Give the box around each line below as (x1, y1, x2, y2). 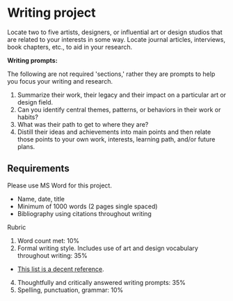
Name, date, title (17, 194, 65, 203)
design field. (17, 98, 54, 106)
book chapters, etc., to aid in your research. (7, 43, 133, 51)
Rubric (7, 223, 26, 231)
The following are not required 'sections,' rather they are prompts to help (7, 70, 216, 78)
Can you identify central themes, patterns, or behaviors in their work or (17, 105, 221, 114)
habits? (17, 113, 38, 121)
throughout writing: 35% (17, 251, 88, 259)
